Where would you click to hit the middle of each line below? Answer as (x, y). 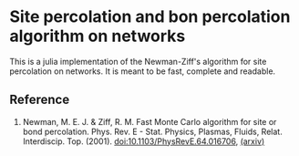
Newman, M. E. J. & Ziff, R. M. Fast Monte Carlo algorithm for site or (149, 121)
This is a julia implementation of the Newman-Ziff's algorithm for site (138, 61)
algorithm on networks (98, 36)
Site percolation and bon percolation (150, 17)
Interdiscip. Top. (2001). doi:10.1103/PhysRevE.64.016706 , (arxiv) (144, 141)
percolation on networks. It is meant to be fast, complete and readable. (143, 71)
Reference (40, 100)
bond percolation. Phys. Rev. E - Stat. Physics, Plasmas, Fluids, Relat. (152, 131)
